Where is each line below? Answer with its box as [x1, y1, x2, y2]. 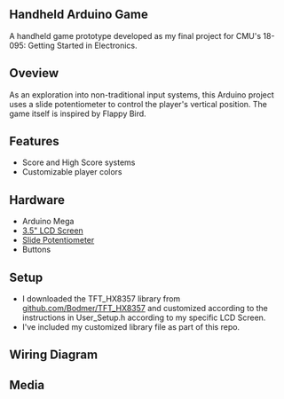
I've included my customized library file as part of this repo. [21, 322, 241, 332]
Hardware [9, 192, 65, 207]
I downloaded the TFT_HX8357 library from [21, 293, 181, 304]
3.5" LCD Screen [21, 225, 84, 236]
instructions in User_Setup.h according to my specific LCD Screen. [21, 312, 266, 323]
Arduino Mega [21, 216, 75, 227]
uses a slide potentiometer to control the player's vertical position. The [9, 98, 268, 109]
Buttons [21, 244, 51, 255]
